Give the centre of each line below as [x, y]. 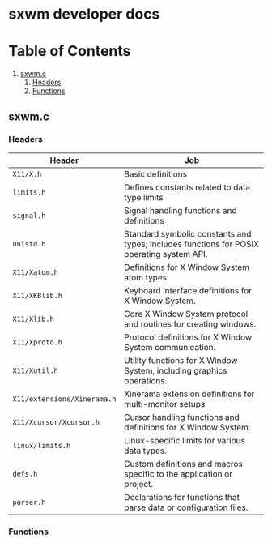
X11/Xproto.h [38, 342]
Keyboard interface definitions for [188, 290]
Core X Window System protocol [186, 314]
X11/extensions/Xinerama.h [64, 399]
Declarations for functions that [182, 497]
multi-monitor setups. [166, 404]
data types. [146, 451]
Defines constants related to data [187, 187]
